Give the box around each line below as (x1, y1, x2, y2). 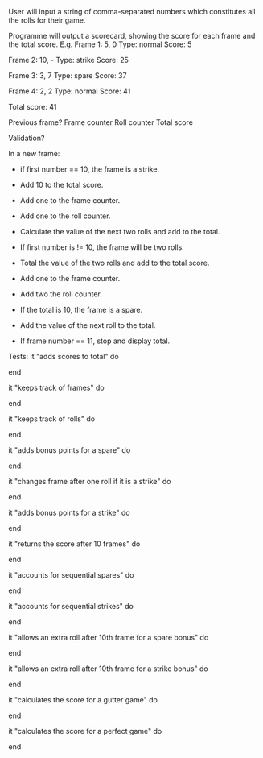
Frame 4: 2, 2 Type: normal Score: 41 (8, 86, 131, 96)
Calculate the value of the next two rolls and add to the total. (19, 227, 220, 236)
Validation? (8, 133, 45, 143)
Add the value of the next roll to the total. (19, 321, 156, 329)
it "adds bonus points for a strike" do (8, 507, 130, 517)
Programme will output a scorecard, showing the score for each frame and (8, 31, 256, 40)
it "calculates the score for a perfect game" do (8, 727, 162, 735)
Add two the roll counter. (19, 289, 102, 299)
